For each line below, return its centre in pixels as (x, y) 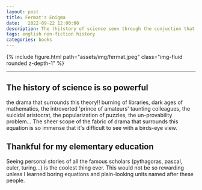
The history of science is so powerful (77, 88)
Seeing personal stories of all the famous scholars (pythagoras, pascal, (94, 161)
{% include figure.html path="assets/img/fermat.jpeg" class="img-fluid (94, 57)
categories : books (29, 40)
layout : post (23, 12)
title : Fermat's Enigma (36, 17)
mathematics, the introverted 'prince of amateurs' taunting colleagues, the (98, 108)
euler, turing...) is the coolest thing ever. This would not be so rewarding (95, 167)
